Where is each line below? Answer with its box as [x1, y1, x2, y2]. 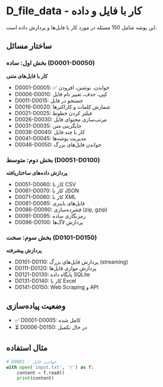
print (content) [17, 375, 55, 381]
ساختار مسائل [6, 41, 52, 51]
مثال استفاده [6, 343, 48, 353]
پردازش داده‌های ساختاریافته [6, 169, 68, 176]
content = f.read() [17, 370, 65, 376]
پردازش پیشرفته [6, 247, 42, 254]
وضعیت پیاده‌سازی [6, 301, 66, 311]
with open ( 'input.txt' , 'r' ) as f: [6, 364, 94, 370]
